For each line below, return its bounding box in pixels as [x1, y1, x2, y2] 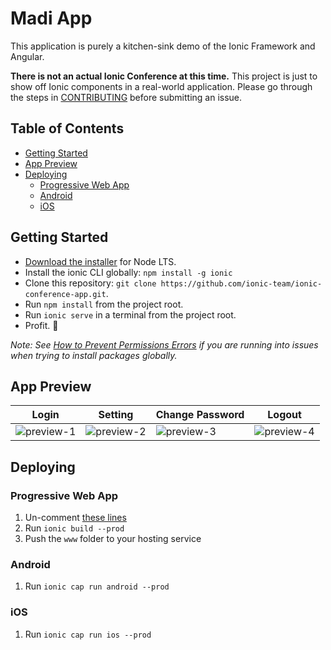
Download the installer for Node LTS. [24, 255, 177, 267]
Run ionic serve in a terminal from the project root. [24, 308, 237, 321]
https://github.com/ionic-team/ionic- [160, 278, 323, 289]
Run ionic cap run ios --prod [24, 628, 152, 640]
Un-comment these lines [24, 512, 127, 524]
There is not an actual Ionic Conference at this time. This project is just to [10, 70, 318, 82]
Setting [98, 408, 134, 422]
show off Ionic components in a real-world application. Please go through [10, 80, 313, 92]
